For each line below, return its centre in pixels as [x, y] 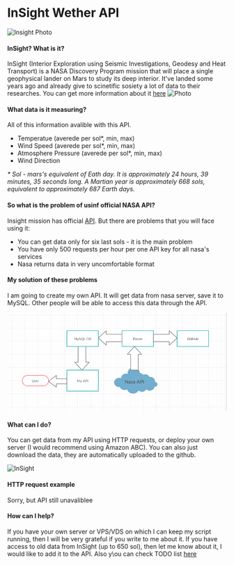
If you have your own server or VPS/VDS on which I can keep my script [109, 531]
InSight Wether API [63, 13]
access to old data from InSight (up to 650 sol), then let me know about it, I [115, 546]
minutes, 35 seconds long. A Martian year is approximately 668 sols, [106, 182]
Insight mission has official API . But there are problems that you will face [111, 221]
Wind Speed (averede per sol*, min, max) [76, 146]
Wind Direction [39, 161]
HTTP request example [41, 485]
